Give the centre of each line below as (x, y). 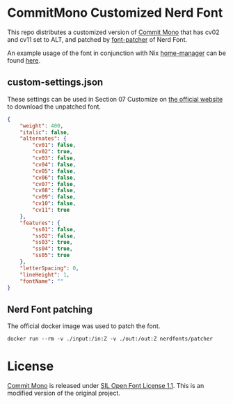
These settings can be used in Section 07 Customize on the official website (115, 99)
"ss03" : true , (53, 242)
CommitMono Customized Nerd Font (115, 13)
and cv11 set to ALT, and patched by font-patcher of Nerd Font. (97, 39)
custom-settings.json (55, 83)
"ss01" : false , (54, 229)
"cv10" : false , (54, 203)
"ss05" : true (51, 256)
